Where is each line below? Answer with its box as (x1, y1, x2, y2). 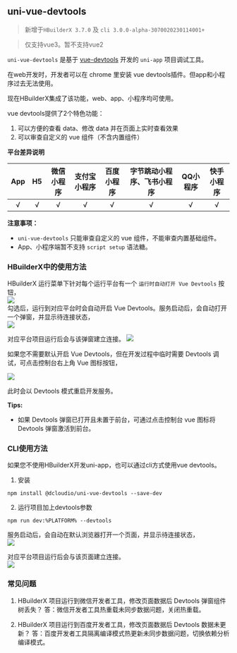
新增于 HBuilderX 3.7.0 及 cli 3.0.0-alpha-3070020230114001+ (24, 25, 205, 34)
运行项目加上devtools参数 (17, 504, 93, 512)
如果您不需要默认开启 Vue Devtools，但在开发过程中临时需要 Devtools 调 (7, 350, 220, 358)
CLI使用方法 (7, 444, 48, 453)
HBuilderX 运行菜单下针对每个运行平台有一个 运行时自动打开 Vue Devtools (7, 279, 217, 288)
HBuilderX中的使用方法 (7, 262, 87, 271)
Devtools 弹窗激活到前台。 (17, 425, 95, 433)
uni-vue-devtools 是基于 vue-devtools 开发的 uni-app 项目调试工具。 (7, 55, 208, 63)
